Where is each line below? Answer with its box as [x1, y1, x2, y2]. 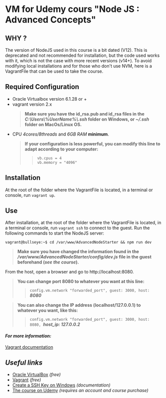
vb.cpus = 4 [37, 155, 62, 160]
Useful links [5, 359, 43, 367]
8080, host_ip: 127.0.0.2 [29, 321, 80, 327]
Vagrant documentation [5, 344, 54, 350]
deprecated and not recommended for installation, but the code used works [5, 52, 160, 58]
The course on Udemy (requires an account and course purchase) [12, 388, 149, 394]
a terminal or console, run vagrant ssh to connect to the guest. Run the [5, 225, 150, 231]
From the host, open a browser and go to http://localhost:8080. [5, 269, 134, 275]
